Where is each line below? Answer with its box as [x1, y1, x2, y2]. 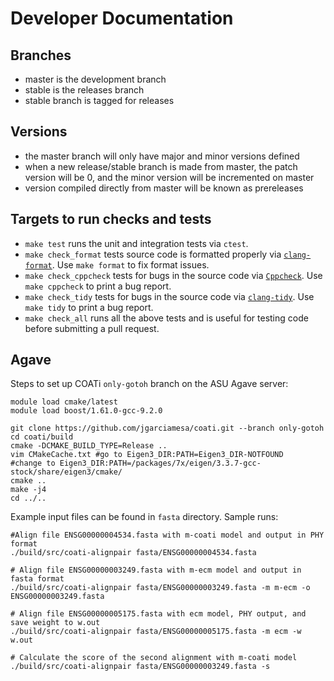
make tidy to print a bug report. [24, 301, 154, 313]
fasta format [10, 574, 65, 584]
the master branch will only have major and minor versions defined [24, 150, 300, 162]
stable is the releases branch [24, 84, 145, 96]
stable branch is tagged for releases [24, 95, 175, 106]
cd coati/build [10, 432, 74, 442]
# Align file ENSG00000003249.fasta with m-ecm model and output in [10, 565, 302, 576]
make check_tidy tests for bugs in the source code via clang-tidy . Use [24, 290, 315, 302]
